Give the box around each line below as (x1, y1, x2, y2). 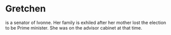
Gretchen (5, 3, 46, 14)
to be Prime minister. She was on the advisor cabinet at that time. (5, 24, 142, 30)
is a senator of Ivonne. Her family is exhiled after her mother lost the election (5, 19, 166, 25)
